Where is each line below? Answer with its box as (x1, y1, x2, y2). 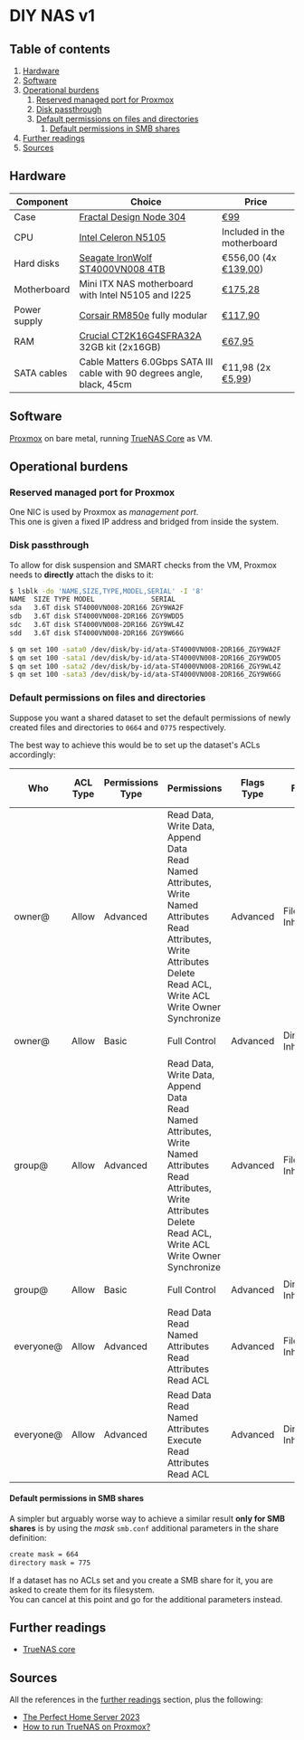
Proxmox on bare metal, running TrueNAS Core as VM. (9, 433, 213, 443)
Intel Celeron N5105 (79, 231, 166, 243)
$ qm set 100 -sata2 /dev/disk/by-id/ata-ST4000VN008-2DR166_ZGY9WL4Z (9, 661, 281, 670)
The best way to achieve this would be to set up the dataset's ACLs (9, 739, 261, 750)
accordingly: (9, 748, 56, 760)
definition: (9, 1532, 47, 1543)
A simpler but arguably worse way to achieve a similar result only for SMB (9, 1513, 285, 1524)
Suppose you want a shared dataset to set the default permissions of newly (9, 712, 291, 723)
